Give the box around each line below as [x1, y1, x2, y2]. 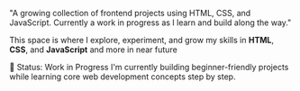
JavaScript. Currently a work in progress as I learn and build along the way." [9, 17, 292, 28]
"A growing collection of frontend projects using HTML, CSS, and [9, 8, 251, 18]
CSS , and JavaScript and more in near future [9, 44, 177, 55]
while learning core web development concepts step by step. [9, 71, 236, 82]
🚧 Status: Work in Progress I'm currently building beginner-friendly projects [9, 62, 289, 72]
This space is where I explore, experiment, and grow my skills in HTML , [9, 35, 275, 45]
